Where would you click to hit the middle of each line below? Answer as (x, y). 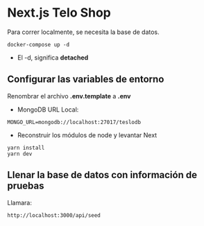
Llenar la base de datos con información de (102, 175)
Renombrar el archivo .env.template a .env (69, 96)
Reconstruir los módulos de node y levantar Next (87, 135)
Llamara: (20, 202)
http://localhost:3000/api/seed (54, 215)
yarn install (26, 148)
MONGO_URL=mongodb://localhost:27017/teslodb (74, 122)
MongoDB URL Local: (48, 110)
